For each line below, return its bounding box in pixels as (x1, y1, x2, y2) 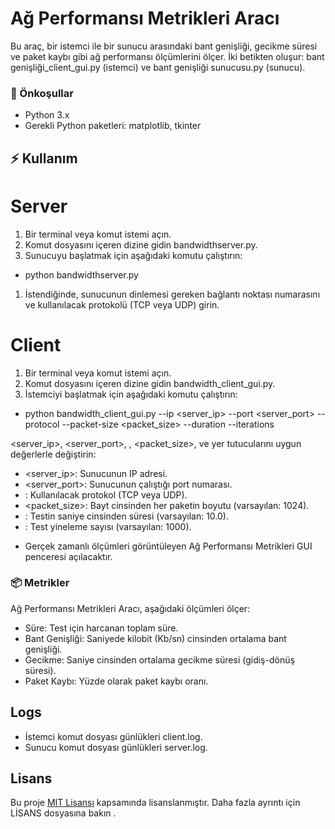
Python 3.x (24, 109, 70, 121)
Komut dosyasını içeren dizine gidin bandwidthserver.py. (24, 238, 258, 251)
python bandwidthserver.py (24, 268, 139, 281)
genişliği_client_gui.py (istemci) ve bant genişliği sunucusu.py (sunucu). (10, 61, 306, 73)
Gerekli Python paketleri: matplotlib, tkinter (24, 120, 202, 132)
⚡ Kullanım (10, 150, 78, 167)
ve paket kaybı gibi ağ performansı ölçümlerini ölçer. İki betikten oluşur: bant (10, 50, 325, 62)
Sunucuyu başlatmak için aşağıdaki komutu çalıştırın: (24, 249, 243, 261)
